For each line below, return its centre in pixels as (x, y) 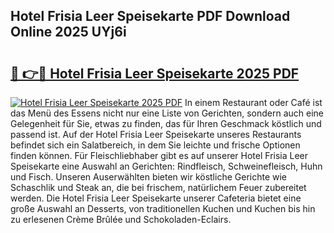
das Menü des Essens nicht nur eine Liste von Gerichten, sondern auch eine (167, 113)
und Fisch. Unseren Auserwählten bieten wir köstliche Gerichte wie (149, 177)
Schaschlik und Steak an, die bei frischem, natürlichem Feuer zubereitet (158, 187)
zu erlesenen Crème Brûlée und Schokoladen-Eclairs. (121, 219)
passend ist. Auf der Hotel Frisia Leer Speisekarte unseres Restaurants (156, 134)
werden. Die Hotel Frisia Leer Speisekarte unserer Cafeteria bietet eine (156, 198)
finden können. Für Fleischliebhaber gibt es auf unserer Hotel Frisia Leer (159, 155)
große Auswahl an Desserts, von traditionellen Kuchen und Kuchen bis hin (163, 208)
